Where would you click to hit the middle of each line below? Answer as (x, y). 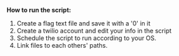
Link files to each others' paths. (62, 45)
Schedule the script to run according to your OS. (86, 38)
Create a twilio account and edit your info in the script (94, 31)
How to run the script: (39, 10)
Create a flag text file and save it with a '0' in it (84, 23)
